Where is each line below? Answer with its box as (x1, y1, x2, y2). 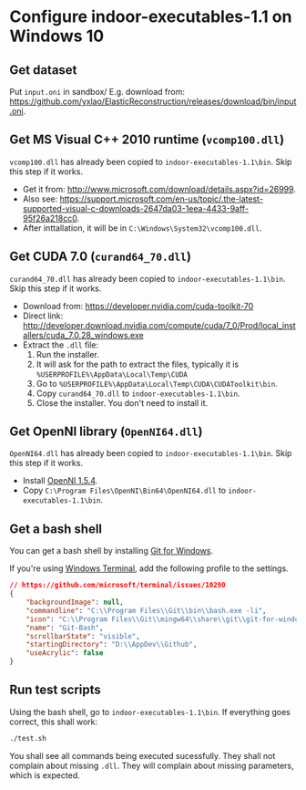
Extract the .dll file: (22, 339, 99, 350)
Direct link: (22, 310, 64, 321)
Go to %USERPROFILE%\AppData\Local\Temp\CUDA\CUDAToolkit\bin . (36, 378, 278, 389)
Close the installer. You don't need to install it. (36, 397, 209, 408)
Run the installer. (36, 348, 99, 359)
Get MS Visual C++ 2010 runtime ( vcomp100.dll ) (9, 132, 285, 148)
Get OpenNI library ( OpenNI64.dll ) (9, 424, 203, 440)
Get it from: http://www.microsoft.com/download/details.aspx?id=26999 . (22, 183, 296, 194)
